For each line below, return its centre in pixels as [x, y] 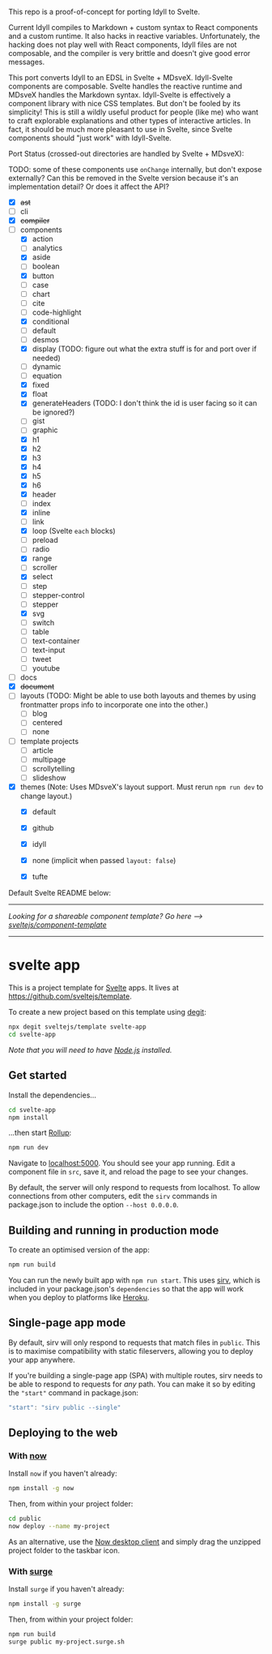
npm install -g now [41, 1489]
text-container [56, 641]
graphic [45, 430]
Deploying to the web [63, 1433]
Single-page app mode [67, 1323]
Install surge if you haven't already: [66, 1589]
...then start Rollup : [40, 1133]
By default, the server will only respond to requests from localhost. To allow [134, 1188]
